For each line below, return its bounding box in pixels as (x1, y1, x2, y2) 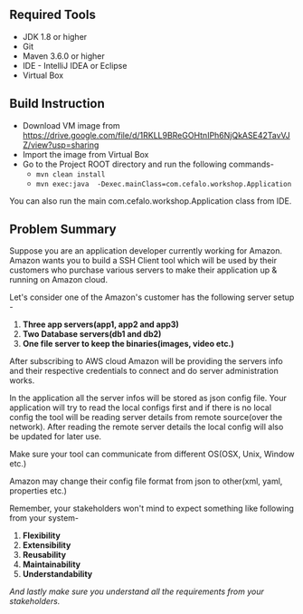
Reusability (22, 550, 66, 561)
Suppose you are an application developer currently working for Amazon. (9, 245, 283, 256)
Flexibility (22, 530, 61, 542)
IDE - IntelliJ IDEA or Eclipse (22, 60, 128, 71)
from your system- (9, 513, 80, 523)
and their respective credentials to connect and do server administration (9, 366, 279, 377)
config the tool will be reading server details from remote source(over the (9, 412, 283, 423)
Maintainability (22, 559, 81, 570)
